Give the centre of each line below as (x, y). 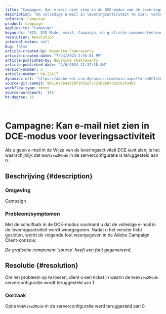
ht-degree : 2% (20, 97)
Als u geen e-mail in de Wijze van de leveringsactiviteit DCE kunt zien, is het (83, 150)
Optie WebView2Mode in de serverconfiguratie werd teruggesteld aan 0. (76, 306)
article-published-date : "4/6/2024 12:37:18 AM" (56, 65)
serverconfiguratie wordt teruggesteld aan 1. (50, 282)
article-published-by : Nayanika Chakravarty (52, 60)
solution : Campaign (25, 19)
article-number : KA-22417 (32, 74)
